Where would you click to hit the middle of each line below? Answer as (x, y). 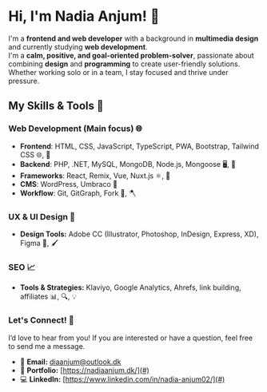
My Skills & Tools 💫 (56, 106)
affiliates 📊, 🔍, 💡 (48, 297)
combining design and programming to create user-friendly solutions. (124, 64)
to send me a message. (47, 346)
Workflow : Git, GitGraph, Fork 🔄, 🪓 (78, 193)
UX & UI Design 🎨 (42, 216)
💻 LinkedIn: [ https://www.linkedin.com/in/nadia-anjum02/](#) (122, 379)
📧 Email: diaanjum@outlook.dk (70, 362)
